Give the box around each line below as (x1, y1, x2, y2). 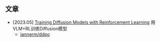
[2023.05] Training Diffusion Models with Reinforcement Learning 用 (12, 19, 155, 25)
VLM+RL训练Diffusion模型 (12, 25, 67, 31)
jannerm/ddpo (20, 31, 50, 37)
